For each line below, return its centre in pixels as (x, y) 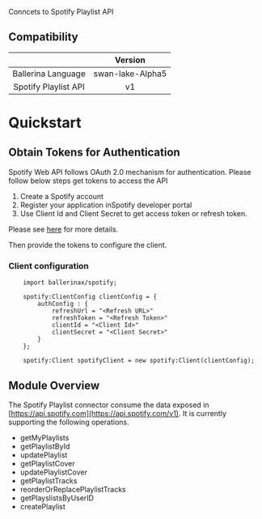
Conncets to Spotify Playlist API (61, 12)
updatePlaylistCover (53, 472)
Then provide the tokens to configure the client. (88, 245)
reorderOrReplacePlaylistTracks (73, 489)
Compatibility (43, 37)
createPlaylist (43, 506)
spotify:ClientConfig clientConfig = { (90, 297)
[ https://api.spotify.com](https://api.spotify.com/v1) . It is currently (118, 413)
